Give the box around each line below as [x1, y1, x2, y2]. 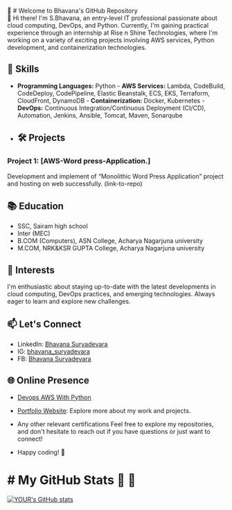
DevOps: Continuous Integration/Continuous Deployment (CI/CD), [17, 104, 206, 112]
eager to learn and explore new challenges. [7, 298, 131, 306]
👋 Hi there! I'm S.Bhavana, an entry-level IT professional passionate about [7, 14, 217, 22]
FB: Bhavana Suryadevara [17, 354, 91, 363]
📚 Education [7, 200, 64, 212]
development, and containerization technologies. [7, 44, 147, 51]
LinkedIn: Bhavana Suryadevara [17, 340, 108, 348]
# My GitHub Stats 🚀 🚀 [7, 472, 136, 488]
